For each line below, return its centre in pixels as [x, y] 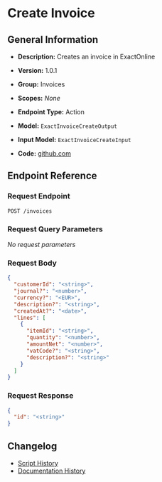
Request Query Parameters [55, 229]
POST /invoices [30, 211]
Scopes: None [39, 98]
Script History [38, 463]
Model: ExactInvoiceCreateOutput [67, 126]
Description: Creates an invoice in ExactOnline [86, 56]
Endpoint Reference [52, 176]
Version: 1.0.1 [37, 70]
